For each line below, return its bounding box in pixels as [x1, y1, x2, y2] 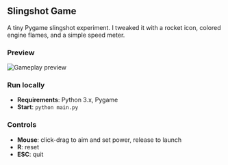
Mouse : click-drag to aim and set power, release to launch [16, 136, 182, 144]
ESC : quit [16, 150, 44, 158]
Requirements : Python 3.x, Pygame [16, 95, 118, 104]
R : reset [16, 142, 40, 151]
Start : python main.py [16, 103, 79, 111]
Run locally [7, 80, 45, 90]
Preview [7, 48, 35, 57]
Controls [7, 120, 37, 130]
